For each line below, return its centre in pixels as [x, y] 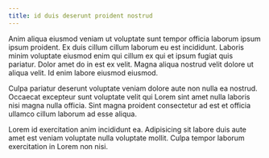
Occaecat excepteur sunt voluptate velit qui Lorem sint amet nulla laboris [129, 96]
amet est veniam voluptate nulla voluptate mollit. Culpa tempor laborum [126, 138]
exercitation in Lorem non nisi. [58, 146]
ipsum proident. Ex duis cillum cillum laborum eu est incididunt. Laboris [126, 47]
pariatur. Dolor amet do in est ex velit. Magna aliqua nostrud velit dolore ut [131, 64]
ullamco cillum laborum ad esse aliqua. [72, 114]
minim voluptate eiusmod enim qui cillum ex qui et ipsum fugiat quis [121, 55]
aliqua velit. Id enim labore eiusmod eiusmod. [83, 72]
